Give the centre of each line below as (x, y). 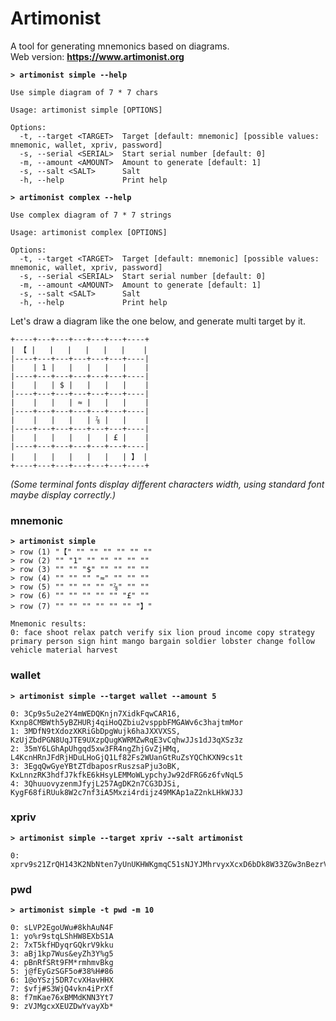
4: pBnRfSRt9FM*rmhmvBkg (62, 963)
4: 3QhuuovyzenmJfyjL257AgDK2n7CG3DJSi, (96, 783)
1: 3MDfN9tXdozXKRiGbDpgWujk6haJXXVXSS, (96, 731)
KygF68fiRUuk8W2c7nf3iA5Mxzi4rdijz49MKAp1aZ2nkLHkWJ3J (127, 792)
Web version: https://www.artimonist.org (97, 56)
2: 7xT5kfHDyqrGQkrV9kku (62, 945)
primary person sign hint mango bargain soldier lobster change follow (162, 642)
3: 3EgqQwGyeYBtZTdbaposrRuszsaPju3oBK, (96, 766)
